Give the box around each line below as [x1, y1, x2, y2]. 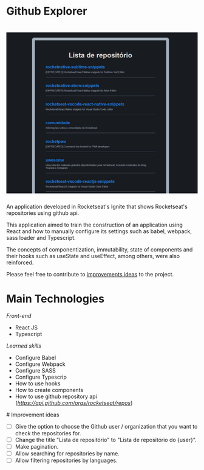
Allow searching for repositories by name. [15, 450, 120, 457]
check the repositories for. [15, 429, 81, 437]
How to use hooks [15, 379, 61, 387]
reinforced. [6, 259, 34, 266]
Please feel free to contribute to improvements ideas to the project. [6, 270, 174, 278]
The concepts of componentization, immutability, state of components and [6, 245, 193, 253]
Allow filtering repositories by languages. [15, 457, 118, 464]
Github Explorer [6, 4, 87, 18]
